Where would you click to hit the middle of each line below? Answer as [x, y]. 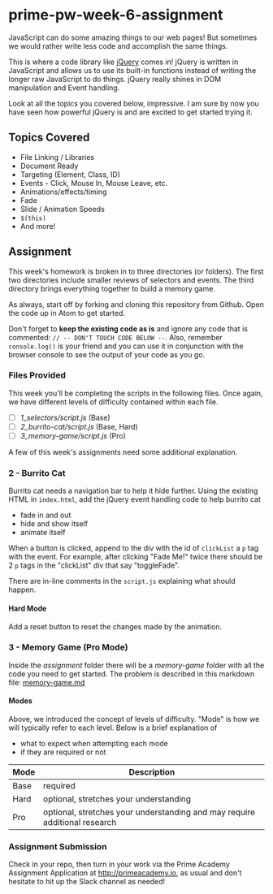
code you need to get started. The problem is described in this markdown [132, 674]
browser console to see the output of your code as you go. [107, 354]
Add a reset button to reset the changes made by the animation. [115, 626]
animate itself [43, 533]
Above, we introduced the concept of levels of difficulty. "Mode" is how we [134, 719]
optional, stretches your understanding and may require [149, 812]
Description [152, 772]
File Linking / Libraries [57, 157]
